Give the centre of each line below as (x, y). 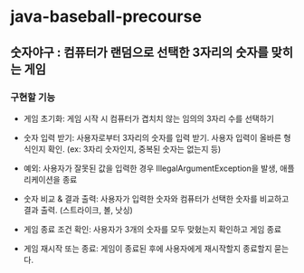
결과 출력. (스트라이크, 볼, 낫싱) (78, 210)
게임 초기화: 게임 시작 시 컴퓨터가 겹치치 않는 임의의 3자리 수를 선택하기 (149, 118)
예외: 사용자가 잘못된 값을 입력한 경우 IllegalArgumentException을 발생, (151, 168)
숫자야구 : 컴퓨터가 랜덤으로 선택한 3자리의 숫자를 (140, 52)
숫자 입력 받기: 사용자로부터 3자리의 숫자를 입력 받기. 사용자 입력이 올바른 (152, 137)
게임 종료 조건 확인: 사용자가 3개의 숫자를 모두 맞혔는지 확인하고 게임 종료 (152, 229)
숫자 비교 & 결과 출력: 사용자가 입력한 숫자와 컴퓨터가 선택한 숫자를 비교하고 (156, 198)
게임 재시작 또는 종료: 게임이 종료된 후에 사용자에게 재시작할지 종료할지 (147, 248)
